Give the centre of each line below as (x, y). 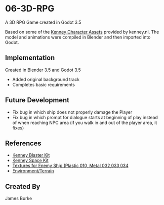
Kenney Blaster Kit (31, 155)
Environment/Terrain (33, 171)
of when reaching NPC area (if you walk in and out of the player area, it (84, 123)
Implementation (30, 58)
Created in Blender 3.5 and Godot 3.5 (43, 70)
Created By (23, 186)
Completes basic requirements (43, 84)
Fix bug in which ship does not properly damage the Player (72, 112)
